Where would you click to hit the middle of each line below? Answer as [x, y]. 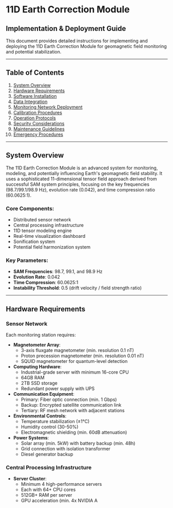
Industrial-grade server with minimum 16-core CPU [75, 372]
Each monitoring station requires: [41, 335]
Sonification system [34, 241]
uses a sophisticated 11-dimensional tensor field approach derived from [81, 179]
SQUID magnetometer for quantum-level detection [74, 361]
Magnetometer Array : [37, 345]
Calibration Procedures [37, 112]
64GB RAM [33, 377]
